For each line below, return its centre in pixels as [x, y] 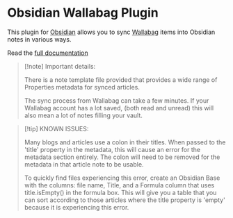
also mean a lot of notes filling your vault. [83, 115]
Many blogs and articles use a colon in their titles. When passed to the [125, 142]
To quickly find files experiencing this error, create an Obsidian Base [122, 178]
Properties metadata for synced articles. [82, 87]
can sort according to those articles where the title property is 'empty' [125, 200]
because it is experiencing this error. [77, 207]
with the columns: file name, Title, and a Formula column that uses [119, 185]
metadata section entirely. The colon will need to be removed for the [122, 157]
